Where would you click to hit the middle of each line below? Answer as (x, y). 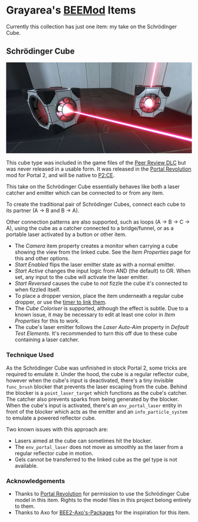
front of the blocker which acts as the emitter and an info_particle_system (97, 411)
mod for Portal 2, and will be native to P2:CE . (60, 175)
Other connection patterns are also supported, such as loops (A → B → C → (98, 222)
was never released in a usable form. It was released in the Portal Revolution (99, 169)
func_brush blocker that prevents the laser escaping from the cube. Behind (97, 387)
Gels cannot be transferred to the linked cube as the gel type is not (96, 459)
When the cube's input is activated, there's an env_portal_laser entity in (94, 405)
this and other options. (42, 258)
